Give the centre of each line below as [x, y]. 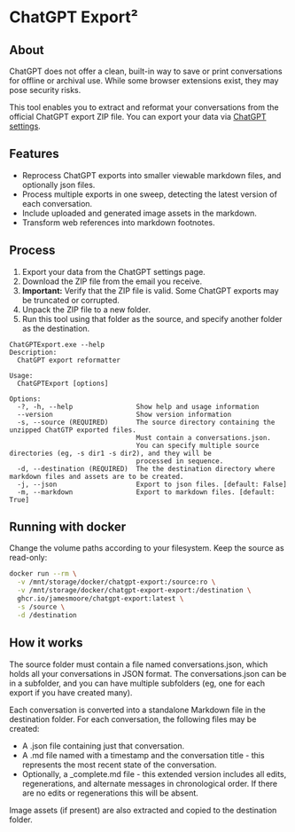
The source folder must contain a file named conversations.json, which [139, 664]
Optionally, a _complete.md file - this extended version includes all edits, [154, 773]
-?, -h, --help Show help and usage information [138, 406]
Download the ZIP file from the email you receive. [112, 281]
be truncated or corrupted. [70, 300]
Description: [33, 352]
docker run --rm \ [43, 574]
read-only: [28, 558]
